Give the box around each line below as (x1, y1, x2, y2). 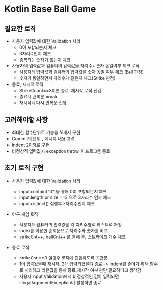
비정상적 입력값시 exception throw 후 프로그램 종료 (11, 148, 110, 154)
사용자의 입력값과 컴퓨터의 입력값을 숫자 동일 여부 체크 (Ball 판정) (19, 69, 144, 75)
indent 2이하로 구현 (11, 142, 50, 148)
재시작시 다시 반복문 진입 (19, 100, 67, 105)
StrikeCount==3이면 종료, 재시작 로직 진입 (19, 88, 101, 93)
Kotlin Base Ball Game (4, 3, 96, 15)
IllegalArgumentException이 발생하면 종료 (19, 279, 102, 285)
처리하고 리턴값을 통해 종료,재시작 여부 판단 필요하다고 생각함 (24, 267, 141, 273)
